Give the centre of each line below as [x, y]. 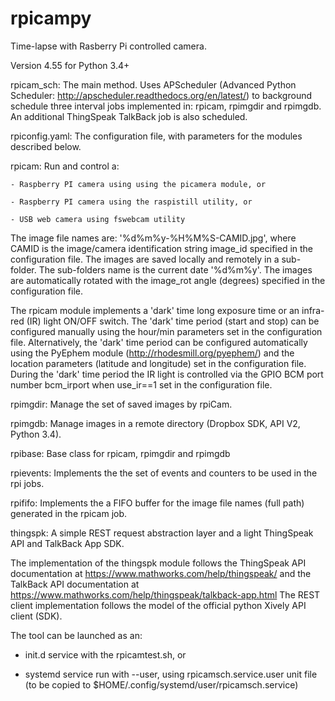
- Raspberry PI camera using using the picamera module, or [138, 184]
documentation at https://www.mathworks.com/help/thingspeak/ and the [161, 573]
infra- [313, 310]
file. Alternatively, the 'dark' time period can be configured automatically [159, 342]
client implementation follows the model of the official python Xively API [158, 605]
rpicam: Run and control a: [65, 166]
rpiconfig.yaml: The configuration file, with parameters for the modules [156, 136]
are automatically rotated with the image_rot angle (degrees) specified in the [168, 280]
